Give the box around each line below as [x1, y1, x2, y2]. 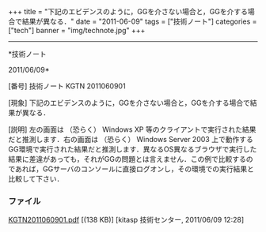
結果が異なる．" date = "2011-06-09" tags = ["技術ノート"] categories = [21, 17, 257, 26]
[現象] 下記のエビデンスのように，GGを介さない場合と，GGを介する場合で [8, 98, 251, 107]
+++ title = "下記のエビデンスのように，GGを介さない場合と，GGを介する [8, 7, 248, 16]
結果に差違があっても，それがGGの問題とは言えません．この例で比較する [8, 155, 247, 163]
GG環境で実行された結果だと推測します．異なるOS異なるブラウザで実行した [8, 144, 257, 154]
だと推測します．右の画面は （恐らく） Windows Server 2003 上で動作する [8, 135, 253, 144]
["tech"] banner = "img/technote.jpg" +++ [8, 26, 146, 35]
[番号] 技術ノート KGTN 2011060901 [8, 81, 126, 91]
